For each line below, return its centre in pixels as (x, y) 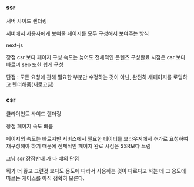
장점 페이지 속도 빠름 (30, 126)
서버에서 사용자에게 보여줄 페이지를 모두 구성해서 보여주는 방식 (78, 33)
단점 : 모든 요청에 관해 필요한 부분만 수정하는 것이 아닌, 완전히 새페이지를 (89, 77)
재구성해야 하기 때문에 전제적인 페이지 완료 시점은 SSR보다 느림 (78, 146)
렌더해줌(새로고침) (33, 84)
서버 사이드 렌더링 (26, 21)
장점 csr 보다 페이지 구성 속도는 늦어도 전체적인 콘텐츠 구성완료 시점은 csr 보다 (96, 57)
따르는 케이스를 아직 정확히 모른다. (45, 178)
